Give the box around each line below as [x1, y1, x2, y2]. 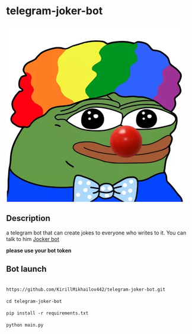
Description [6, 213, 50, 223]
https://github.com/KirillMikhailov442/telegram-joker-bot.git [6, 286, 166, 293]
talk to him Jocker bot [6, 235, 59, 242]
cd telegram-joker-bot [6, 298, 62, 304]
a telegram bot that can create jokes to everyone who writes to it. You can [6, 229, 187, 236]
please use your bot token [6, 247, 72, 254]
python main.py [6, 322, 44, 328]
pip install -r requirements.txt [6, 310, 89, 316]
